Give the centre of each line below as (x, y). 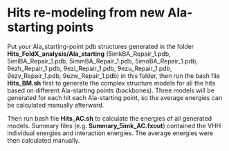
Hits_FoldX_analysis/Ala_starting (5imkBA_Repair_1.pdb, (89, 54)
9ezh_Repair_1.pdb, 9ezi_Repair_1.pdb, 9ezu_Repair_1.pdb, (90, 68)
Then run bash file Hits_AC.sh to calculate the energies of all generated (110, 118)
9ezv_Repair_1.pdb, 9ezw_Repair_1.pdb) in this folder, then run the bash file (113, 75)
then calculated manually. (44, 140)
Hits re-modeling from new (86, 13)
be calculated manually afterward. (56, 105)
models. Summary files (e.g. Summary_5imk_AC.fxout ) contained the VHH (114, 125)
